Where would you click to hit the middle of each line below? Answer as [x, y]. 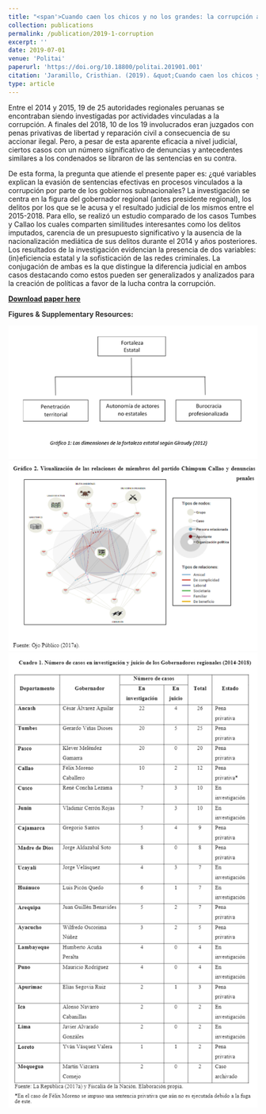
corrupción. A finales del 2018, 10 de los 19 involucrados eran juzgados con [131, 124]
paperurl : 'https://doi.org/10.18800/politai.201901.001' [106, 68]
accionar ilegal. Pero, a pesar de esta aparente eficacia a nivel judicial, [123, 141]
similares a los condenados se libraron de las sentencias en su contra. [123, 158]
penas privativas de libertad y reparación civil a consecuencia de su [119, 133]
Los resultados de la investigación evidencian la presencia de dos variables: [132, 249]
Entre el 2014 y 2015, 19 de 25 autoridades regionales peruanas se [116, 107]
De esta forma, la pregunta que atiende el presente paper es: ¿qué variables [132, 173]
